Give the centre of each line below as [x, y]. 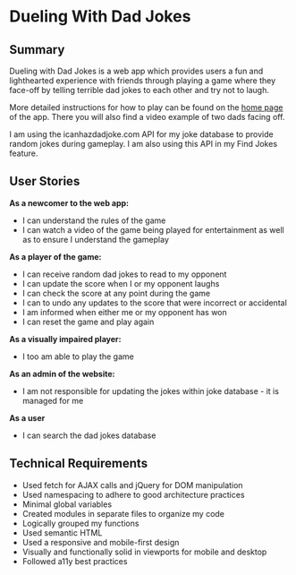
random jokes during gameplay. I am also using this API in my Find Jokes [144, 144]
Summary [37, 50]
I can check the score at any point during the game [116, 293]
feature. [24, 153]
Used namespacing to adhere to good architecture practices [133, 494]
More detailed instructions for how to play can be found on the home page [146, 107]
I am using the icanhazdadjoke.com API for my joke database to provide [142, 134]
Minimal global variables [67, 504]
